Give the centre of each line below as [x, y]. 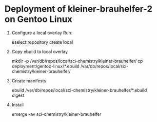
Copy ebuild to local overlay [39, 52]
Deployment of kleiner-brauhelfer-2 [78, 9]
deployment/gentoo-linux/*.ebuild [46, 66]
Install [18, 105]
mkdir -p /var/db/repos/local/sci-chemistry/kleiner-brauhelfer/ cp [77, 61]
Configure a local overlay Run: [42, 33]
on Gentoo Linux [39, 19]
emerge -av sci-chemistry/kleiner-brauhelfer [57, 114]
